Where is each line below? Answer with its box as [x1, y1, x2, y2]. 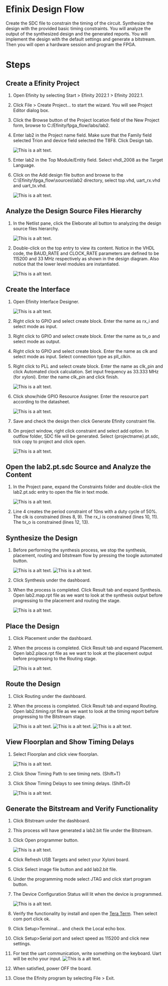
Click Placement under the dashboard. [13, 635, 93, 641]
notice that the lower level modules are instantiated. [13, 261, 120, 267]
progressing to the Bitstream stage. [13, 714, 86, 720]
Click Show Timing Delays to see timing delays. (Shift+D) [13, 780, 131, 786]
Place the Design [6, 622, 60, 630]
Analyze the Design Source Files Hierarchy [6, 207, 142, 215]
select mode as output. [13, 338, 61, 344]
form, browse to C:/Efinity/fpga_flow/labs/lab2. [13, 122, 110, 128]
